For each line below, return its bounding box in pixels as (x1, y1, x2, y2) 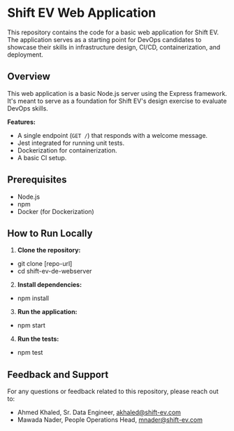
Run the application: (17, 308, 78, 316)
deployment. (7, 50, 43, 59)
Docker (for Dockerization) (17, 207, 94, 215)
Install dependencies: (17, 281, 82, 289)
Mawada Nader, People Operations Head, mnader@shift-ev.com (17, 416, 203, 424)
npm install (17, 294, 50, 302)
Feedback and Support (7, 369, 109, 381)
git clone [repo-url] (17, 260, 73, 268)
